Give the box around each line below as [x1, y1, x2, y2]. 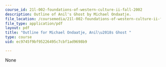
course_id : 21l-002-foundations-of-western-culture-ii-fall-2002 [5, 7, 142, 12]
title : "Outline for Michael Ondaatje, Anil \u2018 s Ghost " [5, 30, 132, 35]
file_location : [5, 16, 37, 21]
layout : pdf [5, 26, 30, 31]
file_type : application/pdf [5, 21, 63, 26]
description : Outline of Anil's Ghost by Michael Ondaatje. [5, 12, 132, 17]
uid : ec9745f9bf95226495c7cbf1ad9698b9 [5, 39, 87, 44]
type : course [5, 35, 32, 40]
